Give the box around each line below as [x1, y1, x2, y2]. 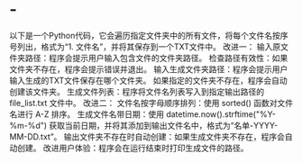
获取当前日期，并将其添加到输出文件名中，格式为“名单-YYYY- [49, 120, 279, 130]
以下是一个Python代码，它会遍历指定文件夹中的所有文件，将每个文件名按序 [9, 30, 288, 40]
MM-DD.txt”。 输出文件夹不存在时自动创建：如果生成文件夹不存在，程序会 [9, 130, 286, 142]
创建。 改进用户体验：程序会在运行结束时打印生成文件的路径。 [16, 142, 249, 153]
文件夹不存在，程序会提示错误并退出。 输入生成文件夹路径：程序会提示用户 [9, 63, 288, 75]
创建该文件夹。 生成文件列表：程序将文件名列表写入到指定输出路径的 [9, 85, 264, 97]
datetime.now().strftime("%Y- [166, 108, 277, 120]
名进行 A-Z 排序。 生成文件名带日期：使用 [9, 108, 165, 120]
